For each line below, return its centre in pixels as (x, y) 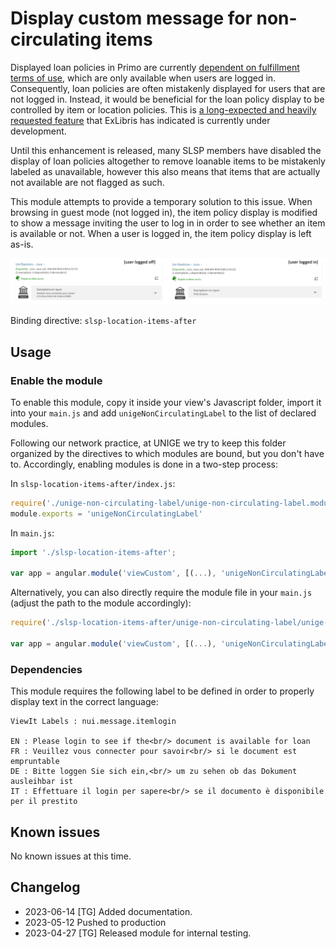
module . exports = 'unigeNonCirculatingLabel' (106, 513)
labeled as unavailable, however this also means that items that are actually (165, 171)
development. (38, 131)
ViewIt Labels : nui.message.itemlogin (93, 722)
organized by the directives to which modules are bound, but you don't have (167, 453)
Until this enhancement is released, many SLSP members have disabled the (166, 150)
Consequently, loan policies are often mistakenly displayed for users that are (168, 88)
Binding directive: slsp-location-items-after (103, 321)
